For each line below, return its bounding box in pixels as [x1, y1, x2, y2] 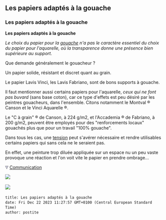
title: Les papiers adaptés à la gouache [5, 195, 92, 200]
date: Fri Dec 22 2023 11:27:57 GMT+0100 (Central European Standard [5, 200, 153, 205]
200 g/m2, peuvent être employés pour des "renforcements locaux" [5, 119, 145, 126]
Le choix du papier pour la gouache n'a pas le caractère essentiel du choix [5, 40, 159, 46]
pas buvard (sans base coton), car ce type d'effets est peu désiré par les [5, 94, 155, 100]
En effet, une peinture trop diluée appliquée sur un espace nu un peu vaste [5, 149, 159, 155]
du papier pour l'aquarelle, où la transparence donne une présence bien [5, 45, 153, 51]
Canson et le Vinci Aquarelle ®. [5, 104, 69, 111]
